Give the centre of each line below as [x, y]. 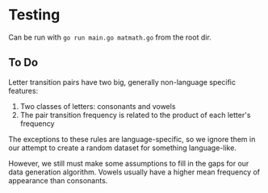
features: [23, 90]
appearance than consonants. [58, 180]
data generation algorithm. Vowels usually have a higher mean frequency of [134, 172]
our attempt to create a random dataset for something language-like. [122, 148]
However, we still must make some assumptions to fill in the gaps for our [129, 163]
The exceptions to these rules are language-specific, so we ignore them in [132, 139]
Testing [34, 15]
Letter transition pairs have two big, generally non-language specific [122, 82]
